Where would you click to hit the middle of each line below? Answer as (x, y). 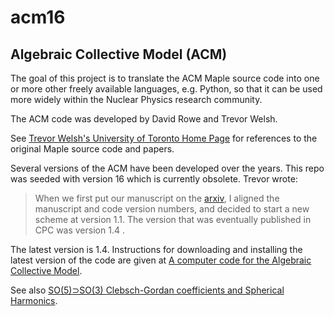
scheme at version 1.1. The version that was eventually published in (173, 219)
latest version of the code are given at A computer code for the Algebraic (161, 260)
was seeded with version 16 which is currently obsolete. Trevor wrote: (154, 179)
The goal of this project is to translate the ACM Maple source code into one (165, 78)
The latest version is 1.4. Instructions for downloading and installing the (156, 249)
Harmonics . (34, 300)
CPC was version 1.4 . (79, 230)
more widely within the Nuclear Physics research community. (136, 99)
